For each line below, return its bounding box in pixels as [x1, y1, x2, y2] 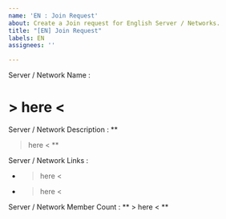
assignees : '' [8, 42, 56, 50]
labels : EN [8, 34, 45, 42]
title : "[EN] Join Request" [8, 26, 103, 34]
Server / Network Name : [8, 70, 91, 80]
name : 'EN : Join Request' [8, 11, 99, 20]
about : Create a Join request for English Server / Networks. [8, 19, 220, 27]
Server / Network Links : [8, 156, 89, 165]
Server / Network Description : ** [8, 125, 119, 134]
